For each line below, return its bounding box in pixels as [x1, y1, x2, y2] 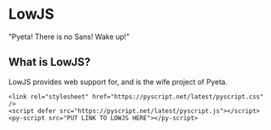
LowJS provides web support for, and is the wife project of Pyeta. [8, 76, 228, 86]
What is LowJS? [8, 55, 91, 69]
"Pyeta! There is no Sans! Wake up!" [8, 32, 130, 41]
